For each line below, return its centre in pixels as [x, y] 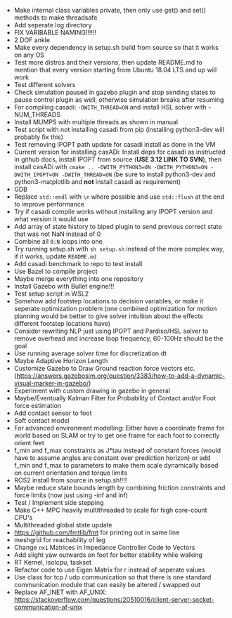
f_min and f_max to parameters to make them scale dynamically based [116, 465]
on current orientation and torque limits [71, 473]
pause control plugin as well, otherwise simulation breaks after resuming [119, 100]
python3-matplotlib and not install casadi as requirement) [97, 182]
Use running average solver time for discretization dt [90, 353]
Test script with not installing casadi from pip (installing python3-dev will [119, 130]
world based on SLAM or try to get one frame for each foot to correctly [117, 435]
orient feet [29, 443]
